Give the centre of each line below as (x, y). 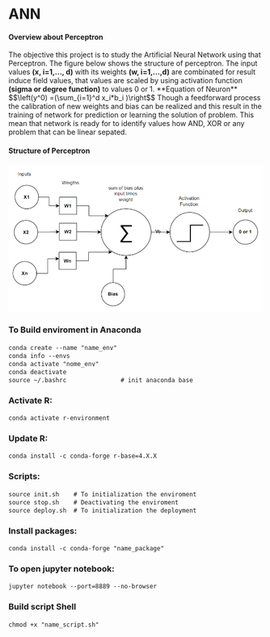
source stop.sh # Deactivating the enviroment (94, 502)
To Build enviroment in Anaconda (75, 330)
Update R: (28, 439)
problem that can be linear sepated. (68, 132)
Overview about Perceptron (56, 36)
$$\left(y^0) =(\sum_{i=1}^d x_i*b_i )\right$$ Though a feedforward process (135, 98)
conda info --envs (39, 356)
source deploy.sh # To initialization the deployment (103, 510)
